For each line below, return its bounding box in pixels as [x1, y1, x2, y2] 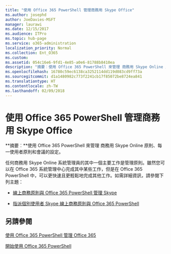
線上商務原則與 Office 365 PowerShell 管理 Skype [12, 190, 117, 196]
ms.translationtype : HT [5, 79, 56, 84]
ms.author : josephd [5, 12, 47, 17]
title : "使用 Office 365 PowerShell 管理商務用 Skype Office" [5, 7, 135, 13]
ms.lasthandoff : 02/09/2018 [5, 88, 65, 94]
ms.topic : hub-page [5, 36, 47, 41]
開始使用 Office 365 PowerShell [5, 243, 72, 249]
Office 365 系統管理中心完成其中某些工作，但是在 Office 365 [15, 166, 143, 172]
